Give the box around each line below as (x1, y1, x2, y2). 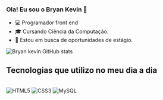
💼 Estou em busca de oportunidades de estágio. (14, 37, 133, 44)
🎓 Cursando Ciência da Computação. (14, 28, 109, 35)
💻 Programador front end (14, 19, 79, 26)
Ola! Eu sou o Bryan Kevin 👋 (6, 5, 87, 14)
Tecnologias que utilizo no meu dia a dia (6, 65, 158, 75)
